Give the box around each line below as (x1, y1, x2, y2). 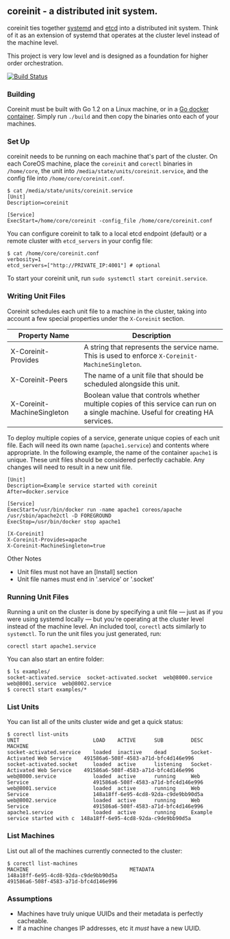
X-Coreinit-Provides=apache (7, 536, 88, 543)
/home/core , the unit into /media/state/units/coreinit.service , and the (7, 167, 209, 175)
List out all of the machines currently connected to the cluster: (7, 846, 183, 855)
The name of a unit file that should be (84, 370, 204, 380)
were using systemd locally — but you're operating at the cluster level (7, 615, 204, 623)
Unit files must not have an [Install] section (16, 567, 138, 576)
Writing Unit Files (7, 291, 66, 301)
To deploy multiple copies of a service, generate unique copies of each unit (7, 433, 220, 442)
